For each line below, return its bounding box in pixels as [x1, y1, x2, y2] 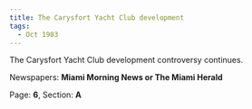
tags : [9, 22, 30, 31]
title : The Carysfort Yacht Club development [9, 13, 184, 23]
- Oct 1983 [17, 30, 59, 39]
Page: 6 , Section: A [9, 89, 82, 100]
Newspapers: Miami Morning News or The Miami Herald [9, 72, 224, 83]
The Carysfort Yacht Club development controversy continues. [9, 55, 244, 66]
